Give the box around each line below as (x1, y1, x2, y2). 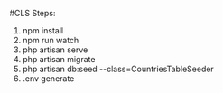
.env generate (22, 73, 75, 84)
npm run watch (22, 35, 79, 45)
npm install (22, 25, 64, 35)
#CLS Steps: (9, 8, 56, 18)
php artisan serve (22, 44, 88, 55)
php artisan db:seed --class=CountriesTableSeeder (22, 63, 214, 74)
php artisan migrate (22, 54, 96, 64)
